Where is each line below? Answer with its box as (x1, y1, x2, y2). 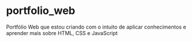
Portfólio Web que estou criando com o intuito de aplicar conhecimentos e (6, 23, 187, 30)
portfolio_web (6, 4, 75, 17)
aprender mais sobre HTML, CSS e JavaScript (6, 29, 118, 36)
